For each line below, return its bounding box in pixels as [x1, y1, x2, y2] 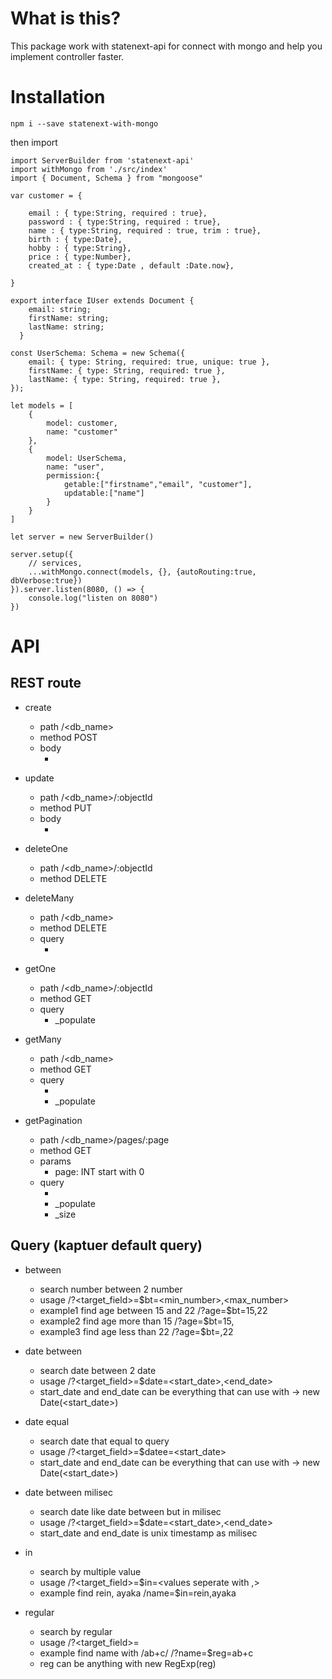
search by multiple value [39, 1565, 142, 1577]
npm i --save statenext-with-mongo [10, 118, 159, 129]
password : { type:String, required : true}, [28, 217, 222, 227]
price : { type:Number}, [28, 252, 132, 262]
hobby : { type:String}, [28, 243, 132, 253]
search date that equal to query [39, 1435, 170, 1447]
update [24, 772, 55, 784]
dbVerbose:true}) [10, 575, 83, 586]
